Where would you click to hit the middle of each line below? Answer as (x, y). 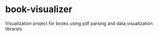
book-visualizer (39, 9)
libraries (14, 28)
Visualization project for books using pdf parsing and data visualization (79, 23)
